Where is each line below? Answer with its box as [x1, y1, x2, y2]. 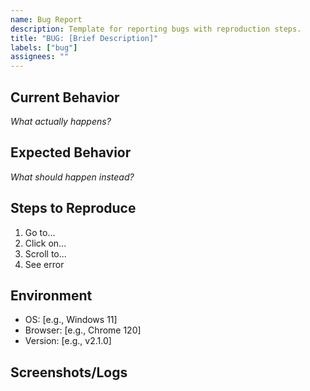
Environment [10, 287, 93, 304]
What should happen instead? [10, 171, 135, 183]
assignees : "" [10, 52, 70, 62]
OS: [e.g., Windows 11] [24, 314, 118, 326]
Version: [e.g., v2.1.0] [24, 335, 112, 347]
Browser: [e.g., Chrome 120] [24, 324, 142, 336]
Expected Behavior [10, 144, 132, 161]
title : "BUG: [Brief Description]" [10, 33, 159, 43]
